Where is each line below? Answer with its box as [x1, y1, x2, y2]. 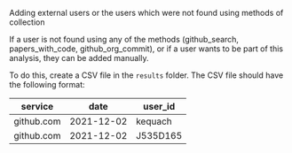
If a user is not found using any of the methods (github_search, [9, 34, 240, 44]
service [20, 101, 54, 112]
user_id [143, 101, 176, 112]
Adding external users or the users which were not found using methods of [9, 8, 284, 18]
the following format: [9, 80, 86, 89]
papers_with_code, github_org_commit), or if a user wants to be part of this [9, 43, 284, 54]
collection [9, 17, 45, 27]
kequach [136, 115, 173, 127]
